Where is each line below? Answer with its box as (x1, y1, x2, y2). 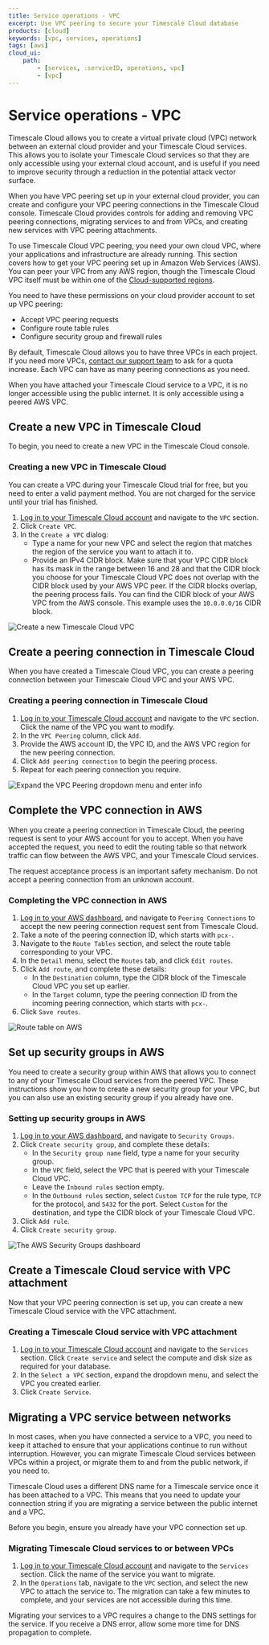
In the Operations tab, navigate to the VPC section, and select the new (19, 1578, 249, 1588)
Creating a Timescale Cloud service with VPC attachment (8, 1326, 238, 1337)
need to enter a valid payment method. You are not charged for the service (8, 488, 255, 498)
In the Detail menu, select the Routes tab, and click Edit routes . (19, 955, 233, 965)
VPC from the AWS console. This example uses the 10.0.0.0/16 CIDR (31, 598, 262, 608)
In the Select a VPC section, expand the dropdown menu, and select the (19, 1370, 259, 1380)
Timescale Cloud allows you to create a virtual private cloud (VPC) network (8, 133, 257, 142)
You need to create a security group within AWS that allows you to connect (8, 1066, 256, 1077)
